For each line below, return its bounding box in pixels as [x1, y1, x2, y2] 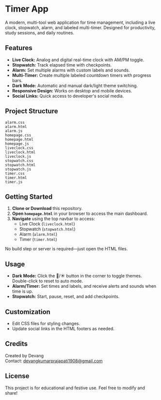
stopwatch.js [5, 167, 32, 172]
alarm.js [5, 128, 23, 133]
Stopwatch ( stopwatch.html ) [19, 226, 76, 232]
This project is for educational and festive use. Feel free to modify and [5, 385, 145, 391]
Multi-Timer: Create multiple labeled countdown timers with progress [12, 72, 151, 78]
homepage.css [5, 133, 32, 138]
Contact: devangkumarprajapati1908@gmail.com [5, 358, 103, 364]
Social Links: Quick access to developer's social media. [12, 93, 124, 99]
